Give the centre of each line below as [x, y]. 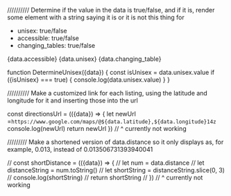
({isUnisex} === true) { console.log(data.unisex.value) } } [88, 80]
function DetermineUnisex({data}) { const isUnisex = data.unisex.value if [111, 72]
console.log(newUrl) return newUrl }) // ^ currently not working [97, 128]
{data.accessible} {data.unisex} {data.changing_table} [84, 59]
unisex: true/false [42, 31]
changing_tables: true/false [56, 45]
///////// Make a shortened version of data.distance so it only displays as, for [115, 142]
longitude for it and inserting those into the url [73, 100]
